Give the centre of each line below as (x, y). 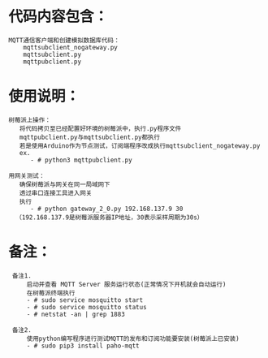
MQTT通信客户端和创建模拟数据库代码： (64, 40)
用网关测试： (27, 175)
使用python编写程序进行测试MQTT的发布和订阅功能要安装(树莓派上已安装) (133, 339)
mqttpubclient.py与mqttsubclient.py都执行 (90, 137)
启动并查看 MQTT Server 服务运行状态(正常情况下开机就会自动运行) (126, 284)
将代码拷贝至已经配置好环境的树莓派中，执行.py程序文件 (100, 128)
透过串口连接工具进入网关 (56, 193)
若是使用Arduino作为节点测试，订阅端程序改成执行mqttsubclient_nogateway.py (140, 146)
